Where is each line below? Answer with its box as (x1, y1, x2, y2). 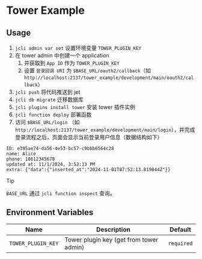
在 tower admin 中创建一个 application (14, 52, 109, 59)
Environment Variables (6, 207, 94, 217)
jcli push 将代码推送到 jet (14, 89, 81, 95)
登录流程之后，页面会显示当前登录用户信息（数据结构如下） (14, 134, 163, 140)
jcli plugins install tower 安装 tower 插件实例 (14, 104, 135, 110)
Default (169, 225, 191, 234)
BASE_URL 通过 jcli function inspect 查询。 (6, 190, 115, 196)
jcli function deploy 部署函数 (14, 111, 92, 118)
